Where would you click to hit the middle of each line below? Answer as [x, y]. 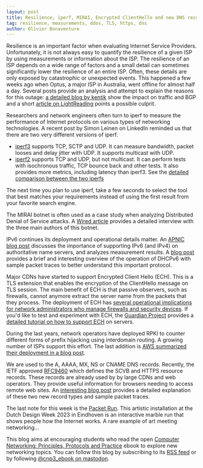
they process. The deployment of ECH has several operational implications [99, 302]
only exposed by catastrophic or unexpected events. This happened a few [99, 78]
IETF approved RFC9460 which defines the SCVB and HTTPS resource [95, 371]
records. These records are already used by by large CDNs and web [91, 377]
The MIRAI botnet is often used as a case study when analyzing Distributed [100, 215]
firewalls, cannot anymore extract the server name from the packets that [96, 296]
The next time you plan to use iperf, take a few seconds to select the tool [97, 190]
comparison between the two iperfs [60, 178]
